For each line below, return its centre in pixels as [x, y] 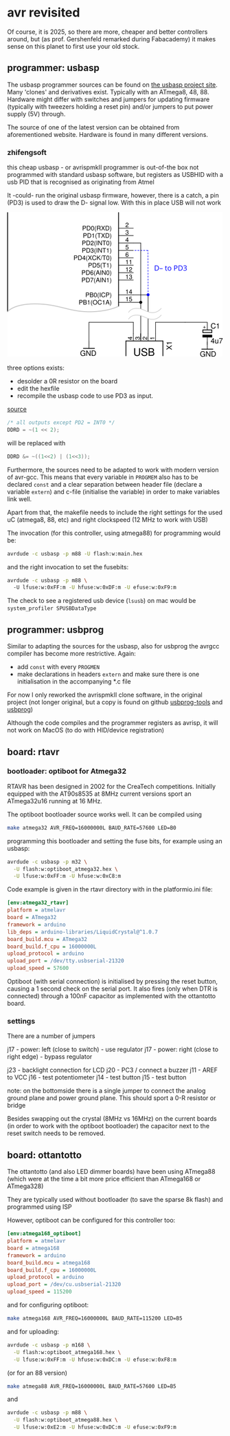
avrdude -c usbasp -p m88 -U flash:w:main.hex [75, 553]
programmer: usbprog [56, 630]
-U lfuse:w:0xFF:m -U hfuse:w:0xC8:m [67, 876]
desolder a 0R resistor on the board [67, 381]
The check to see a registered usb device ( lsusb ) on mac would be [102, 601]
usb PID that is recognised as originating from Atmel [81, 182]
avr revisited [44, 13]
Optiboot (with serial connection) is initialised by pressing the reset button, [113, 982]
